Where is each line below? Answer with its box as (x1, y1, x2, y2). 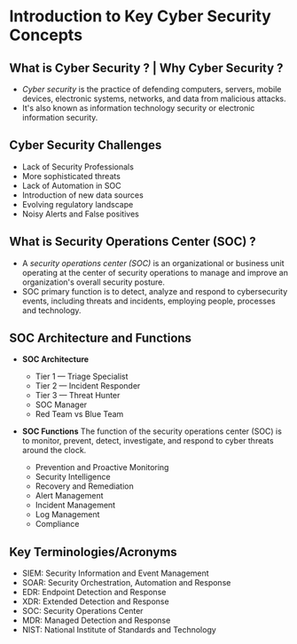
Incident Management (35, 499, 116, 511)
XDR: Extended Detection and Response (21, 596, 170, 607)
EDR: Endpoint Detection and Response (21, 587, 167, 598)
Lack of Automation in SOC (21, 180, 121, 191)
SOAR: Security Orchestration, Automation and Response (21, 577, 231, 588)
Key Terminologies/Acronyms (9, 544, 177, 560)
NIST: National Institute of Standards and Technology (21, 624, 217, 635)
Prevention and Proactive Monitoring (35, 462, 169, 473)
